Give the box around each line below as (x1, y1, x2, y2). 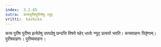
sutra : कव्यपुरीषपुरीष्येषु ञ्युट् (5, 12, 53, 17)
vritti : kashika (5, 16, 42, 21)
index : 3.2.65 (5, 7, 38, 12)
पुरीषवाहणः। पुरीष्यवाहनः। (5, 36, 46, 42)
